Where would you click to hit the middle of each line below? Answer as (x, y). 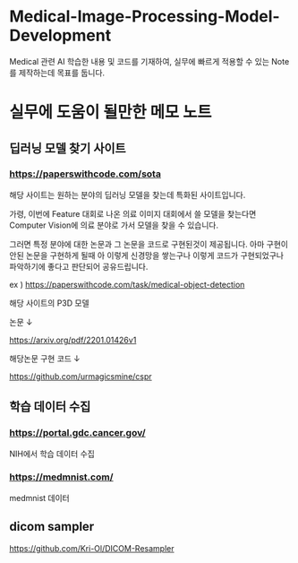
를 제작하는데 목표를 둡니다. (57, 73)
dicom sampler (52, 527)
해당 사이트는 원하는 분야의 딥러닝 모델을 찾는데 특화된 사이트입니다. (128, 195)
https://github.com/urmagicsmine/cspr (81, 376)
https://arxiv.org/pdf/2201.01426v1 (73, 340)
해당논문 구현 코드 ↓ (45, 358)
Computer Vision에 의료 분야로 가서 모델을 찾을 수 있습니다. (114, 225)
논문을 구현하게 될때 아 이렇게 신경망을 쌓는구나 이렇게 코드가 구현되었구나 (155, 255)
